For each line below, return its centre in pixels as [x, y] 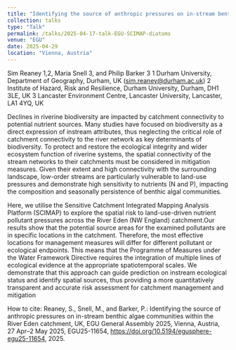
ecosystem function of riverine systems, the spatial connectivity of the [110, 154]
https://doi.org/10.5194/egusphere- [161, 331]
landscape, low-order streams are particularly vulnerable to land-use [107, 176]
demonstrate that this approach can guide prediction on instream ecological [117, 273]
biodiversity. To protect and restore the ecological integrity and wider [107, 146]
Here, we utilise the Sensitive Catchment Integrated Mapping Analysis [108, 205]
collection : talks [34, 20]
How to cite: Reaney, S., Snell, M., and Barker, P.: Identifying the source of [114, 308]
